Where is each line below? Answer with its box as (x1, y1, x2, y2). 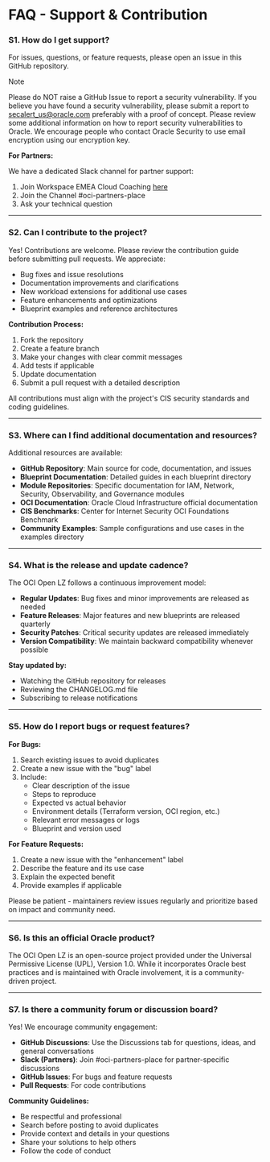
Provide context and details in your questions (19, 1129, 170, 1139)
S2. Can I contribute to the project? (8, 227, 148, 239)
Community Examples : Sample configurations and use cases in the (19, 524, 245, 533)
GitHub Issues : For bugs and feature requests (19, 1072, 173, 1081)
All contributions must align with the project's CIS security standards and (8, 393, 250, 403)
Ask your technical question (19, 199, 112, 209)
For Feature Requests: (8, 839, 84, 849)
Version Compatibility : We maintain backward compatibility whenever (19, 637, 254, 646)
